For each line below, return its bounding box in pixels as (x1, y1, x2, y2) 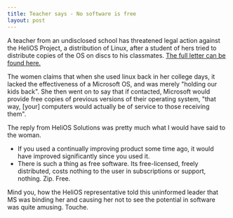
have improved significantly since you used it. (17, 152, 150, 160)
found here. (7, 58, 41, 67)
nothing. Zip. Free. (17, 174, 71, 183)
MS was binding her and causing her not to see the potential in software (7, 195, 215, 204)
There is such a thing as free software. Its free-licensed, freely (17, 159, 199, 167)
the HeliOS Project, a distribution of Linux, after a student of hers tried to (7, 44, 217, 52)
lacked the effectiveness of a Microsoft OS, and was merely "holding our (7, 79, 218, 88)
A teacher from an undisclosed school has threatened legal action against (7, 36, 221, 44)
